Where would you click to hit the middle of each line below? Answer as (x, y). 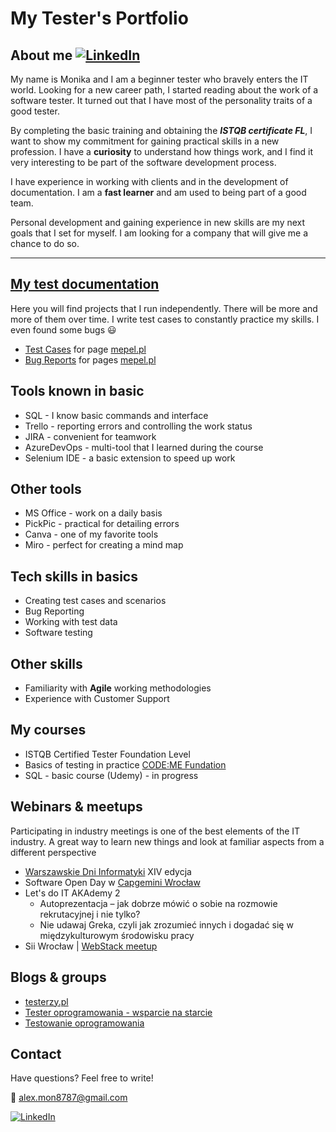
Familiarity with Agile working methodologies (118, 688)
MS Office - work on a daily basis (93, 513)
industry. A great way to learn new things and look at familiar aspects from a (167, 841)
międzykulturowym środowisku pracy (117, 935)
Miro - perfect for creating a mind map (104, 545)
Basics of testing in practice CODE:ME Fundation (125, 764)
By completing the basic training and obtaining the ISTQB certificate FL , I (161, 130)
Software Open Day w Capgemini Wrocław (112, 882)
